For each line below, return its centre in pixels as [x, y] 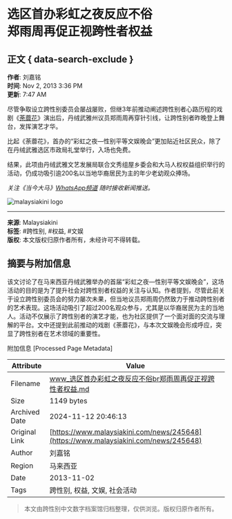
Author [22, 453]
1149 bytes [68, 401]
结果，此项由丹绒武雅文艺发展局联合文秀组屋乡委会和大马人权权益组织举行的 [116, 164]
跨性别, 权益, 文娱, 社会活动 [93, 490]
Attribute [27, 365]
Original [23, 432]
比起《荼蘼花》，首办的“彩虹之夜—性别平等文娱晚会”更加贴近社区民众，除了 [114, 141]
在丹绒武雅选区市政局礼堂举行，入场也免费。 [71, 150]
